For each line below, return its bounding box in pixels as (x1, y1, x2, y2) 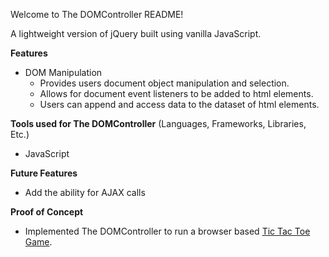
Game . (24, 236, 53, 248)
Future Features (10, 167, 78, 179)
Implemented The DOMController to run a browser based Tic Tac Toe (24, 225, 311, 237)
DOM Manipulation (24, 67, 103, 78)
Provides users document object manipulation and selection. (39, 77, 290, 89)
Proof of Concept (10, 206, 84, 218)
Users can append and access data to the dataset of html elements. (39, 99, 320, 110)
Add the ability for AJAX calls (24, 187, 146, 198)
